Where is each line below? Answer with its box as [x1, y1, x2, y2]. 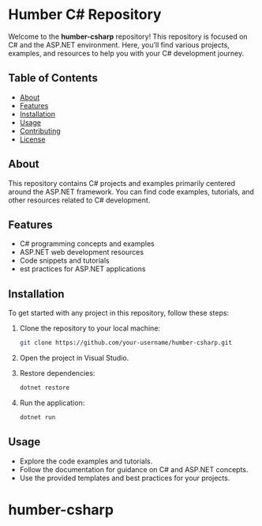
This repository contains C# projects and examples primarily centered [8, 178, 235, 187]
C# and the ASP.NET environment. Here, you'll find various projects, [8, 40, 230, 49]
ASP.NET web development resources [19, 248, 144, 257]
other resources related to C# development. [8, 195, 151, 205]
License [19, 134, 46, 144]
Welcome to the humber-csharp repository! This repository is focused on [8, 32, 248, 41]
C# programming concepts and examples [19, 239, 155, 248]
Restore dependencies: [19, 369, 95, 378]
